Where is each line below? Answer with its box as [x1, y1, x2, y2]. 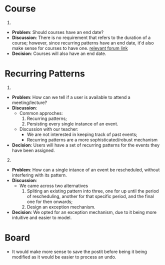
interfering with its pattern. [11, 172, 67, 178]
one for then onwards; [26, 198, 73, 204]
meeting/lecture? [11, 99, 47, 105]
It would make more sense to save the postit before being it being [11, 248, 147, 254]
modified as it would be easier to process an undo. [11, 253, 116, 260]
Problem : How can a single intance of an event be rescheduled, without [11, 166, 160, 172]
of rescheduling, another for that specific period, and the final [26, 193, 154, 199]
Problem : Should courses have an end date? [11, 29, 104, 35]
